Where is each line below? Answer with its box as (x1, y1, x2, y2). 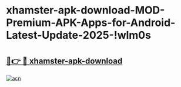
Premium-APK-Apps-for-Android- (6, 16, 176, 29)
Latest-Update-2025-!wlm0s (6, 29, 152, 42)
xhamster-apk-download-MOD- (6, 4, 165, 17)
